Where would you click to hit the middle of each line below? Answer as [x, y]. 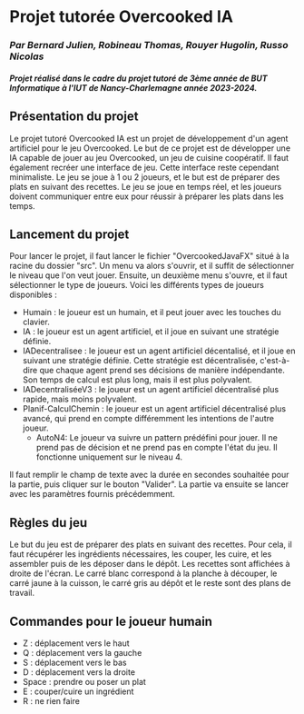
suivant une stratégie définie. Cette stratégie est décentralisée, [140, 361]
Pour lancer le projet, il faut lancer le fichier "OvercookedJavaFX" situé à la [149, 256]
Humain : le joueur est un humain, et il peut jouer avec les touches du [152, 312]
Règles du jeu [49, 523]
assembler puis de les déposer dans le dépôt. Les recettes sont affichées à [150, 564]
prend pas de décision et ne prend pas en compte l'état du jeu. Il [157, 448]
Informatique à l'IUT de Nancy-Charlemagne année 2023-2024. [133, 87]
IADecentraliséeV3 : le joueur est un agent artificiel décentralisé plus [151, 390]
